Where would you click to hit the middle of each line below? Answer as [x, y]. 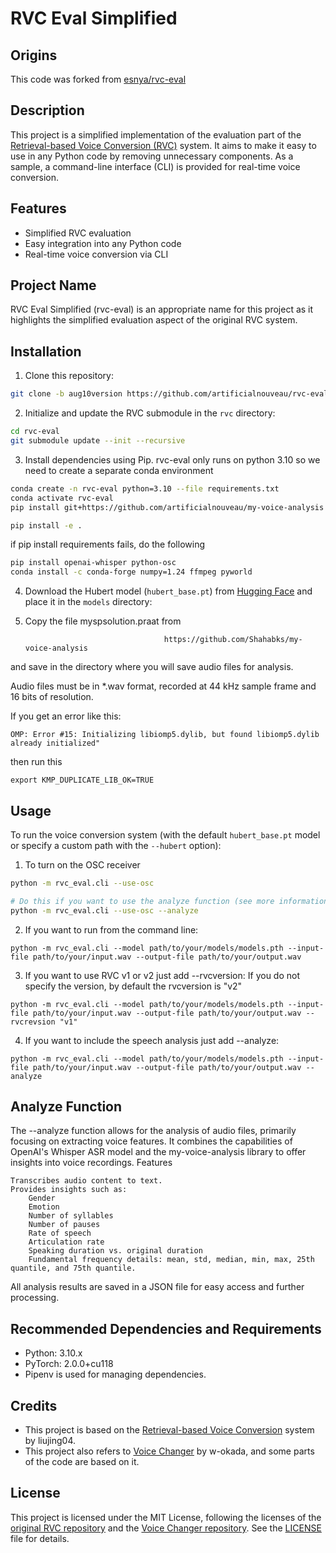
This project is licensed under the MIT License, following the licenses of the [166, 1517]
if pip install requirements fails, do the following [107, 544]
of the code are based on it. [82, 1461]
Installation [46, 351]
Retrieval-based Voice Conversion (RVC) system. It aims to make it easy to [163, 145]
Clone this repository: [69, 376]
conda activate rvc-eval [62, 498]
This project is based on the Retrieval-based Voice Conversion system [169, 1430]
